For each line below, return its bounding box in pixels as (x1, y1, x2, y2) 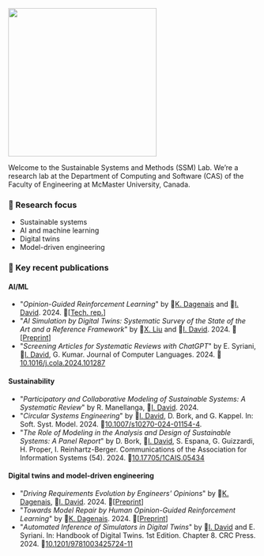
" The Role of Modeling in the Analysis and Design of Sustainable (19, 427, 232, 437)
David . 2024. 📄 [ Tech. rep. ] (19, 308, 107, 317)
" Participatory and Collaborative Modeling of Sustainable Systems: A (19, 394, 247, 403)
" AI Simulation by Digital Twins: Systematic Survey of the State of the (19, 316, 247, 326)
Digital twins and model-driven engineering (8, 471, 154, 481)
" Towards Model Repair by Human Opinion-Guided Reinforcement (19, 505, 236, 515)
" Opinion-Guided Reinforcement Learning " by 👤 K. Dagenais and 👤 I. (19, 300, 239, 309)
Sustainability (8, 376, 55, 386)
